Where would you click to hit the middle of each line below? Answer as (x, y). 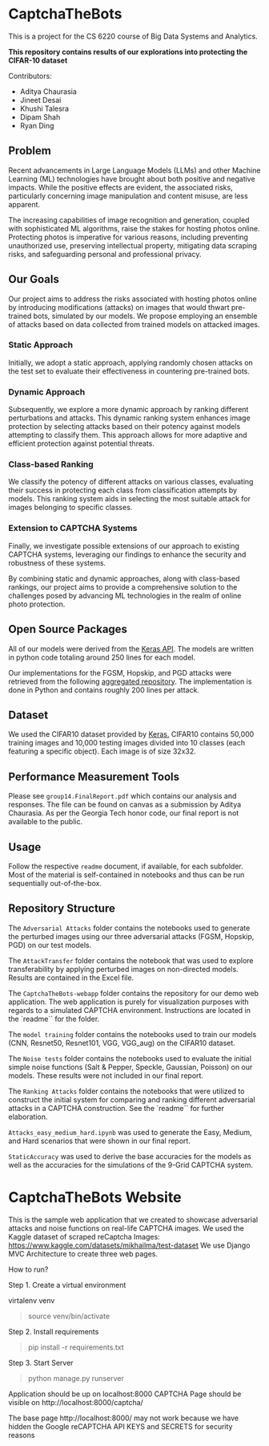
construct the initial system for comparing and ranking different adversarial (132, 1099)
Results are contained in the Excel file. (71, 978)
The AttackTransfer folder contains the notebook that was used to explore (131, 960)
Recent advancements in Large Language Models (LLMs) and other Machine (134, 170)
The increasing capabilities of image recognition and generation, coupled (129, 220)
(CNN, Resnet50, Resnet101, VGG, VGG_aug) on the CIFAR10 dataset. (122, 1043)
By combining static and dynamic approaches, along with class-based (124, 578)
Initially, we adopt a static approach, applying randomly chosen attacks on (131, 362)
